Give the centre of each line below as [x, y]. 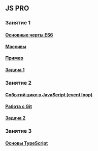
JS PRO [17, 8]
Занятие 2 [19, 83]
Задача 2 [15, 118]
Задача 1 [15, 69]
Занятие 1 [18, 23]
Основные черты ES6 [29, 34]
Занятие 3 [19, 131]
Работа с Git [19, 106]
